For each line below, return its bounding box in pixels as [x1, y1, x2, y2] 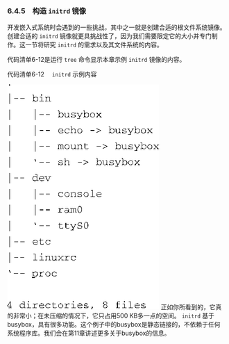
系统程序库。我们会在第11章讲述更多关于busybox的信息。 [7, 329, 171, 338]
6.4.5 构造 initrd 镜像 [7, 6, 87, 15]
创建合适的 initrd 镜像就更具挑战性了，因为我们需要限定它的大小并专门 [7, 32, 212, 40]
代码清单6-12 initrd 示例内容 [7, 70, 97, 79]
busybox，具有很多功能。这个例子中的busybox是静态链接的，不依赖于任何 [7, 320, 221, 329]
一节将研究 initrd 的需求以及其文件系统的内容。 [25, 40, 163, 49]
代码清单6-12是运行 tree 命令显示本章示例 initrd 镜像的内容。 [7, 56, 186, 64]
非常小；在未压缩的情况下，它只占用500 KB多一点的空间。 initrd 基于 [12, 311, 215, 320]
